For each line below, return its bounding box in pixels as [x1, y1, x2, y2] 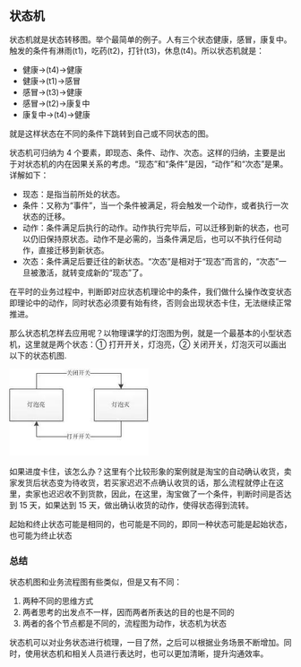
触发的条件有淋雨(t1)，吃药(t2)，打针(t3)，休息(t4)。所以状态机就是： [9, 45, 264, 56]
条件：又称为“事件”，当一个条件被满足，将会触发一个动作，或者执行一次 [21, 200, 289, 211]
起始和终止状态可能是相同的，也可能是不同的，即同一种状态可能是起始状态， [9, 518, 292, 529]
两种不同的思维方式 [21, 595, 94, 607]
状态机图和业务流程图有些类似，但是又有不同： [9, 576, 182, 587]
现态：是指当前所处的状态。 [21, 188, 125, 199]
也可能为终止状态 [9, 530, 73, 541]
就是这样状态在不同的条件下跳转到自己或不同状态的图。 [9, 128, 213, 139]
